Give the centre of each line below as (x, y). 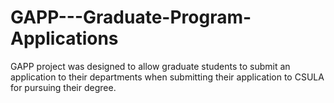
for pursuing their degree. (63, 87)
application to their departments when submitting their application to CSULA (167, 77)
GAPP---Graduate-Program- (131, 17)
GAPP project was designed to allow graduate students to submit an (150, 66)
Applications (64, 38)
